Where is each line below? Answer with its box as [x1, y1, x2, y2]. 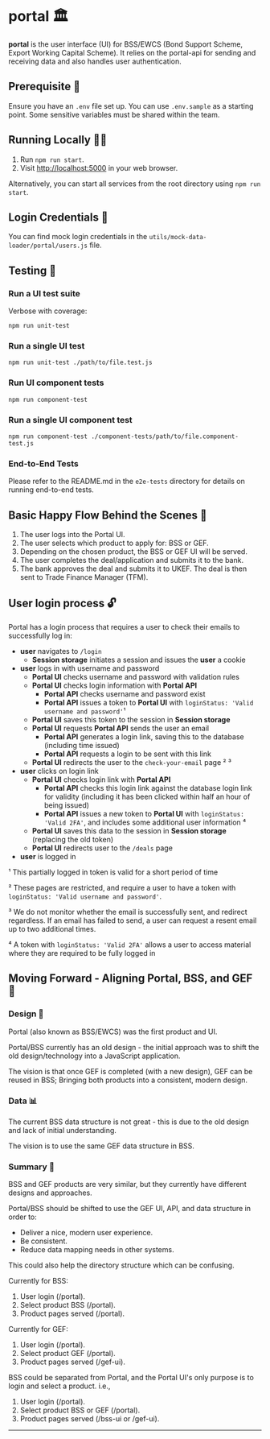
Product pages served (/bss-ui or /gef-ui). [19, 1414, 160, 1424]
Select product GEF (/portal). [19, 1349, 117, 1358]
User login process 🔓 [8, 597, 117, 610]
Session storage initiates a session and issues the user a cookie [31, 655, 247, 664]
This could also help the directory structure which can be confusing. [8, 1260, 235, 1270]
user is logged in [19, 851, 76, 861]
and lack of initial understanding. [8, 1125, 117, 1135]
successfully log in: [8, 631, 72, 640]
